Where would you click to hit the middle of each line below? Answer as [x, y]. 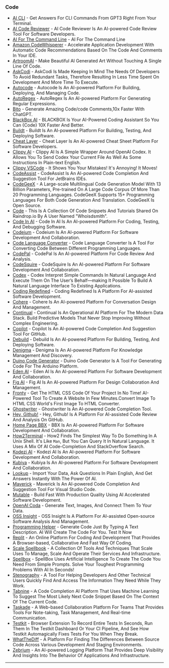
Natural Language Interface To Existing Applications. [67, 286]
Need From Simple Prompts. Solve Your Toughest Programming [78, 564]
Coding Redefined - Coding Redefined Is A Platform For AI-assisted [82, 291]
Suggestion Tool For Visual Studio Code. [54, 490]
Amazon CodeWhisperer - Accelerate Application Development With [83, 45]
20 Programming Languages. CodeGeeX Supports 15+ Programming [83, 195]
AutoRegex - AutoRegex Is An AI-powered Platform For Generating [81, 98]
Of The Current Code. [35, 602]
